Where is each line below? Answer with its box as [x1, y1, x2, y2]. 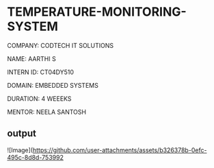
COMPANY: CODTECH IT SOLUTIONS [7, 41, 114, 49]
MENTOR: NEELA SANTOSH [7, 108, 87, 116]
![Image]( [7, 145, 33, 154]
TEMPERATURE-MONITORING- [7, 4, 187, 20]
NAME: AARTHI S [7, 54, 56, 62]
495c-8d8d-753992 [7, 153, 64, 161]
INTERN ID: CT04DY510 [7, 68, 74, 76]
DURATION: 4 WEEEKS [7, 94, 72, 103]
